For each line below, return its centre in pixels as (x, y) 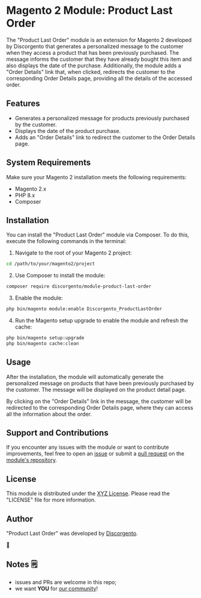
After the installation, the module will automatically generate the (85, 377)
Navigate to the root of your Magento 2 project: (73, 253)
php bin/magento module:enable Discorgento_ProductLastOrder (84, 309)
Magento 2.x (31, 189)
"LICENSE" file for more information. (51, 500)
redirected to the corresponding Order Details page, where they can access (100, 407)
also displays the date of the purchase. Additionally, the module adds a (94, 65)
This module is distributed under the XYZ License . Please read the (88, 493)
